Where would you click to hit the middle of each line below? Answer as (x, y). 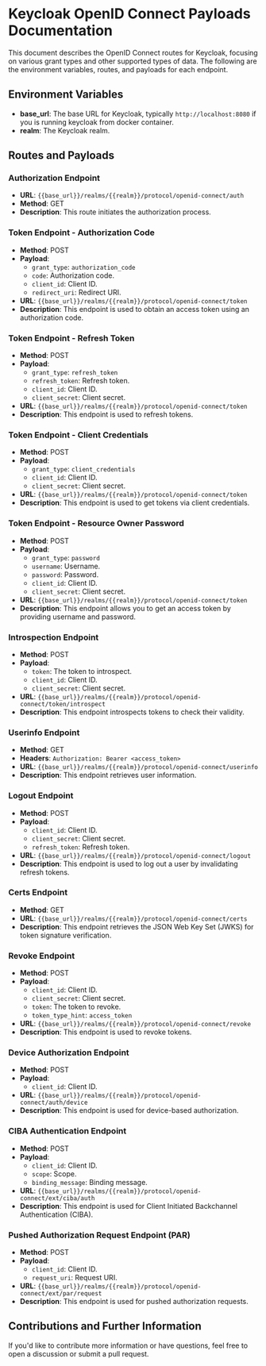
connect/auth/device (54, 1103)
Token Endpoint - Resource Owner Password (96, 523)
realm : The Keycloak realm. (65, 130)
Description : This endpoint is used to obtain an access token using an (135, 309)
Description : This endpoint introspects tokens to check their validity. (132, 712)
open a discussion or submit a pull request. (79, 1353)
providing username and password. (78, 617)
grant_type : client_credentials (84, 469)
